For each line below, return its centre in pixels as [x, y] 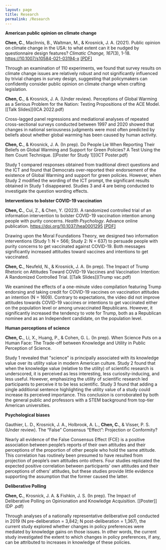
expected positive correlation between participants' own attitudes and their [82, 466]
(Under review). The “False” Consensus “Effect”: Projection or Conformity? [81, 430]
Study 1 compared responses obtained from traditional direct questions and [82, 165]
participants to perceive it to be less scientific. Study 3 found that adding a [81, 384]
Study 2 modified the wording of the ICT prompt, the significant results [77, 181]
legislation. [16, 89]
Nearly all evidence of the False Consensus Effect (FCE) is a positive [75, 440]
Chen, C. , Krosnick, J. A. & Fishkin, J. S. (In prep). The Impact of [71, 496]
